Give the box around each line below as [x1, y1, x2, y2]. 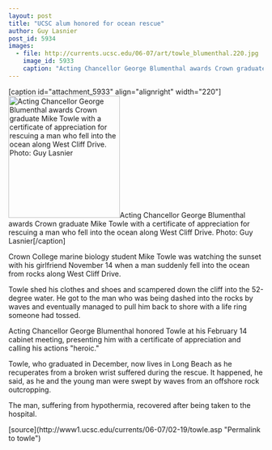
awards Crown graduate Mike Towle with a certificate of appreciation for [8, 219, 250, 228]
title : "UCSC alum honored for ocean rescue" [8, 19, 164, 28]
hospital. [8, 409, 37, 418]
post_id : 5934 [8, 34, 57, 43]
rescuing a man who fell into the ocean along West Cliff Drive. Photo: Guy [8, 227, 253, 237]
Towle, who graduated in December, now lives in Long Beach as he [8, 359, 232, 368]
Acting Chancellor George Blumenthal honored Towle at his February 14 [8, 325, 248, 336]
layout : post [8, 11, 53, 20]
